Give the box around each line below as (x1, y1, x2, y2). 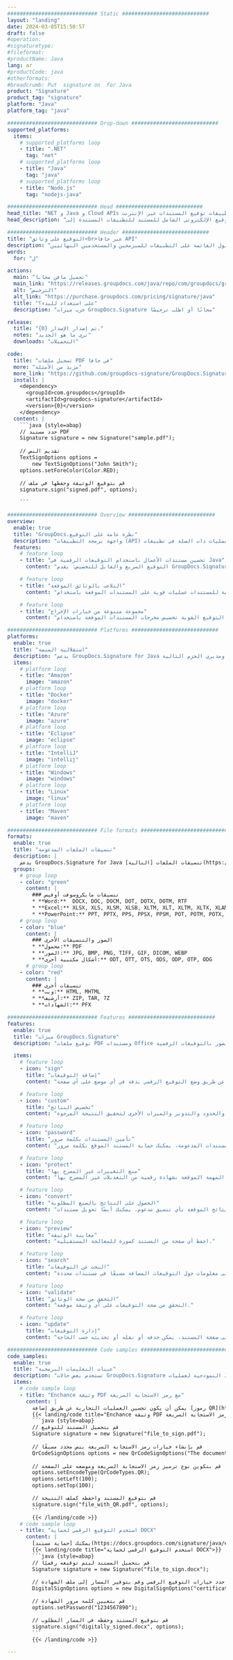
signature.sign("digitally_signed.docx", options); (32, 1623, 185, 1630)
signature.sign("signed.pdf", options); (19, 486, 138, 493)
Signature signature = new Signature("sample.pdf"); (19, 435, 175, 442)
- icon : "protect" (19, 1161, 73, 1168)
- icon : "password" (19, 1129, 76, 1136)
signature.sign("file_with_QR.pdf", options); (32, 1501, 169, 1508)
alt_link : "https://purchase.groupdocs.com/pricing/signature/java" (13, 293, 216, 300)
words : (7, 248, 26, 255)
